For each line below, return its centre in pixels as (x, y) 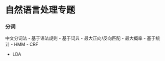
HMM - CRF (26, 44)
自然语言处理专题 (40, 10)
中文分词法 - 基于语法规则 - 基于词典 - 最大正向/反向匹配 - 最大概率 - (76, 38)
